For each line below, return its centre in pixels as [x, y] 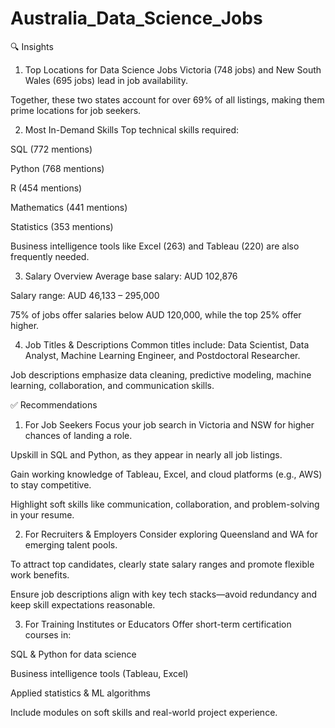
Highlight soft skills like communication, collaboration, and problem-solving [165, 504]
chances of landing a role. [78, 435]
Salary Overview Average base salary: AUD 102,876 [131, 276]
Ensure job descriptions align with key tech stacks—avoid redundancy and [163, 594]
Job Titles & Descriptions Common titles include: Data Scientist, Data [167, 344]
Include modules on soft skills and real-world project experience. [144, 712]
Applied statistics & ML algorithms [80, 693]
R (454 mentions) [46, 188]
